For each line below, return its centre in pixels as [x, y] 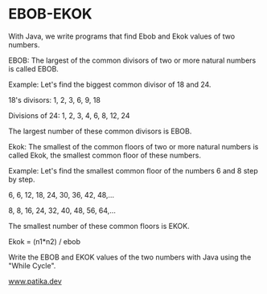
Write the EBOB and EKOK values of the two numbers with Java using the [130, 257]
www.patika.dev [35, 281]
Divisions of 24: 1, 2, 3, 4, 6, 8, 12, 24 [69, 115]
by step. [22, 179]
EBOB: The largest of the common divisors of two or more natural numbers [132, 60]
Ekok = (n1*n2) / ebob [45, 241]
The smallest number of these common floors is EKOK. [99, 226]
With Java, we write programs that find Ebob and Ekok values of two [122, 36]
